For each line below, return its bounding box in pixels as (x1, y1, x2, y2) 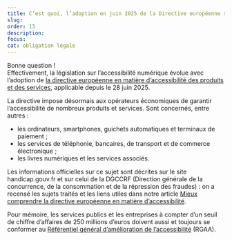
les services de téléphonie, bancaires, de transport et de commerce (17, 140, 211, 147)
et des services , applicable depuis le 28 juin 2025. (7, 84, 151, 91)
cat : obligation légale (7, 42, 76, 49)
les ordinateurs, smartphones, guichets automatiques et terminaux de (17, 125, 215, 133)
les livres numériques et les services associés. (17, 154, 150, 163)
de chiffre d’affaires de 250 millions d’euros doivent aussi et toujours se (7, 218, 211, 225)
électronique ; (17, 147, 57, 155)
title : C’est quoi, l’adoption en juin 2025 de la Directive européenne (7, 10, 221, 17)
